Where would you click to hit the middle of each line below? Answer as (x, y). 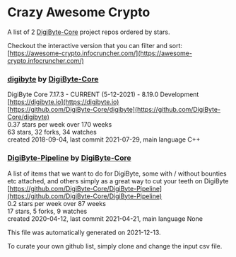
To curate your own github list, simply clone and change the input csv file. (115, 246)
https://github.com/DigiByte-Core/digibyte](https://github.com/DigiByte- (115, 110)
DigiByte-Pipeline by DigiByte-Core (70, 158)
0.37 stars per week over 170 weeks (60, 125)
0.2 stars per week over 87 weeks (57, 203)
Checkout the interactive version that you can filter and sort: (95, 45)
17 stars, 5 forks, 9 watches (47, 211)
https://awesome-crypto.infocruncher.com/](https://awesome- (101, 53)
